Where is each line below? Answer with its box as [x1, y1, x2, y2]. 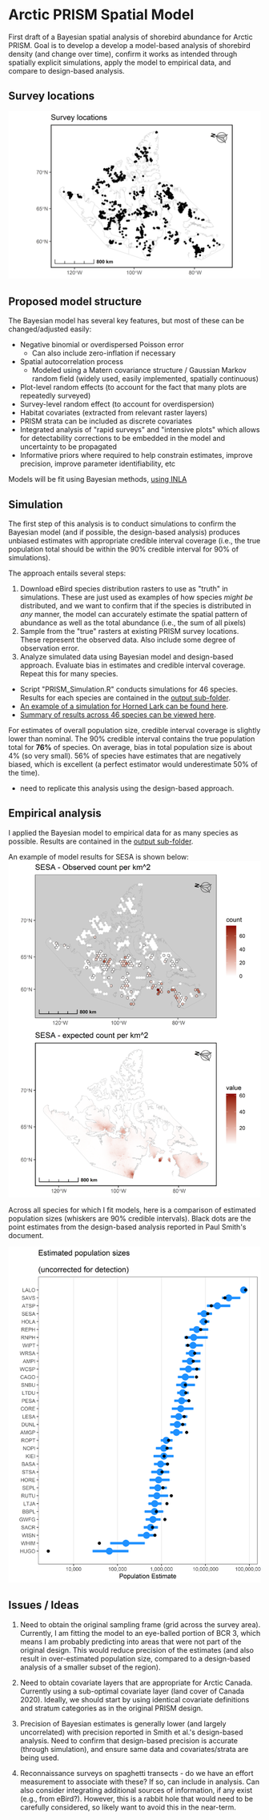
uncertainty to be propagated [19, 442, 118, 451]
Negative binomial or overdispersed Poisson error [19, 340, 184, 350]
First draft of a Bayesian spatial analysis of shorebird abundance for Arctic [8, 32, 254, 42]
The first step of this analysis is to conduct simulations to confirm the [8, 519, 236, 529]
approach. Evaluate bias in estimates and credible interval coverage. [19, 660, 246, 670]
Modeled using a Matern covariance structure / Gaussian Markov [31, 366, 247, 375]
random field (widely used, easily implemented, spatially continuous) [31, 374, 259, 383]
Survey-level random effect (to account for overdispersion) [19, 399, 215, 409]
